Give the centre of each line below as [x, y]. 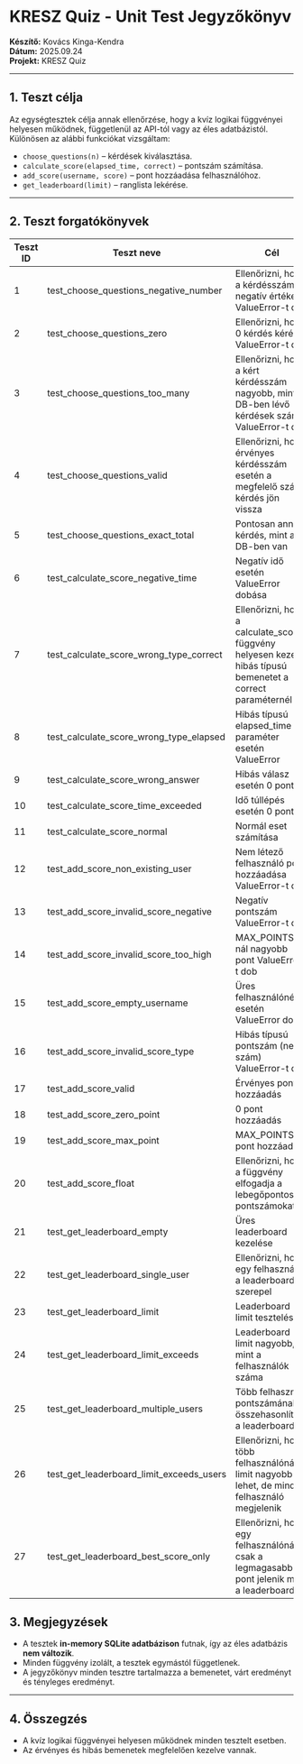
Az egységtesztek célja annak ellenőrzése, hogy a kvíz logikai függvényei [146, 119]
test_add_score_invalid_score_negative [129, 911]
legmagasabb [264, 1567]
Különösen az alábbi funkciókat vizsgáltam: [90, 138]
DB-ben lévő [262, 404]
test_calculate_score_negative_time [122, 577]
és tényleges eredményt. [69, 1682]
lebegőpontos [265, 1194]
